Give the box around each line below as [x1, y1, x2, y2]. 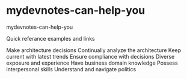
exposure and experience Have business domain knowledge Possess [6, 59, 179, 66]
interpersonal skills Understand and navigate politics [6, 65, 136, 72]
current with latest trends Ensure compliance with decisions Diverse [6, 53, 175, 60]
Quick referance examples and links [6, 35, 95, 42]
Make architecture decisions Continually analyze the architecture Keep [6, 46, 182, 54]
